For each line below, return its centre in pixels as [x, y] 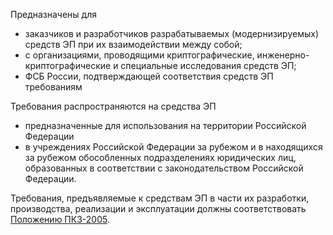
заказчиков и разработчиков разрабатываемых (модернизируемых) [172, 33]
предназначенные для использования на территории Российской [165, 125]
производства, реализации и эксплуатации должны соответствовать [158, 208]
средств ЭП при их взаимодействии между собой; [133, 44]
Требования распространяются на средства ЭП [113, 106]
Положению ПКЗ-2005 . [60, 219]
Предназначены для [53, 14]
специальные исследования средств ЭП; [208, 65]
